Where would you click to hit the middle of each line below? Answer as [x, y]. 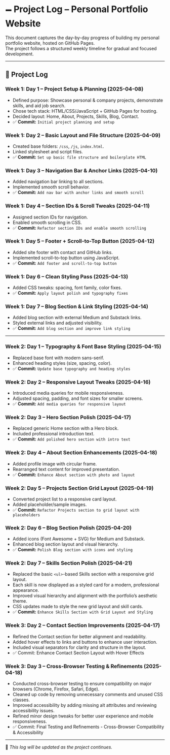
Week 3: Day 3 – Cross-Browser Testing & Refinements [74, 666]
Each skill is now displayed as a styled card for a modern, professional [86, 585]
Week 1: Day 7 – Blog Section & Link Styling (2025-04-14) [77, 306]
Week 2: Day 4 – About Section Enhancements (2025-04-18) [81, 453]
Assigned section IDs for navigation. [50, 217]
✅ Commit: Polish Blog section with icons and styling [73, 550]
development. [19, 54]
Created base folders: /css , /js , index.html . [58, 146]
